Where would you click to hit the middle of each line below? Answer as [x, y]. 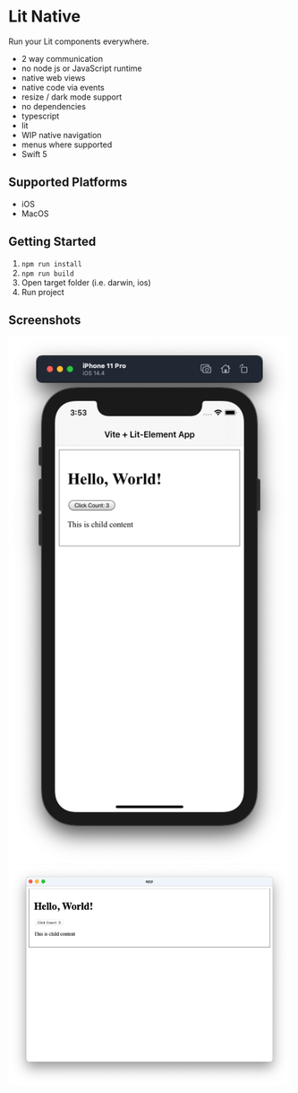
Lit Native [45, 17]
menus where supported [67, 144]
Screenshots [45, 320]
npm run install [51, 264]
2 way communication [62, 58]
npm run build [47, 274]
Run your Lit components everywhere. [79, 41]
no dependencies [54, 106]
